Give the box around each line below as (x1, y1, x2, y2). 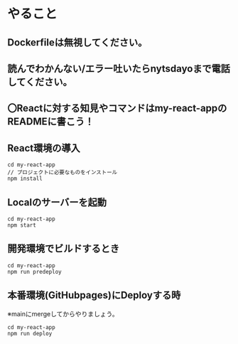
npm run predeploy (7, 268, 62, 275)
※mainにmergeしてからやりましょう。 (7, 309, 119, 318)
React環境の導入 (7, 142, 80, 154)
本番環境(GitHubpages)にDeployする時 (7, 289, 181, 301)
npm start (7, 221, 37, 229)
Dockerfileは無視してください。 (7, 36, 148, 48)
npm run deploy (7, 330, 53, 337)
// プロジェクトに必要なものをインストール (7, 169, 118, 176)
